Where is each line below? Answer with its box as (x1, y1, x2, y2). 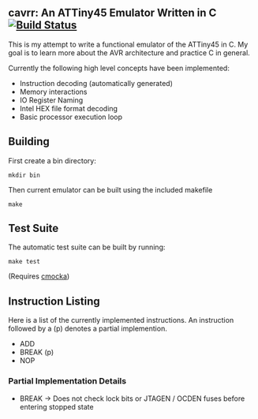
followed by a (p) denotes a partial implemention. (8, 324, 167, 334)
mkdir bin (8, 171, 41, 179)
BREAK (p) (19, 347, 54, 357)
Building (8, 135, 50, 148)
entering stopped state (19, 402, 94, 411)
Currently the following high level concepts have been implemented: (8, 63, 230, 73)
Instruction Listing (8, 294, 100, 308)
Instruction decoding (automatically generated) (19, 78, 174, 88)
